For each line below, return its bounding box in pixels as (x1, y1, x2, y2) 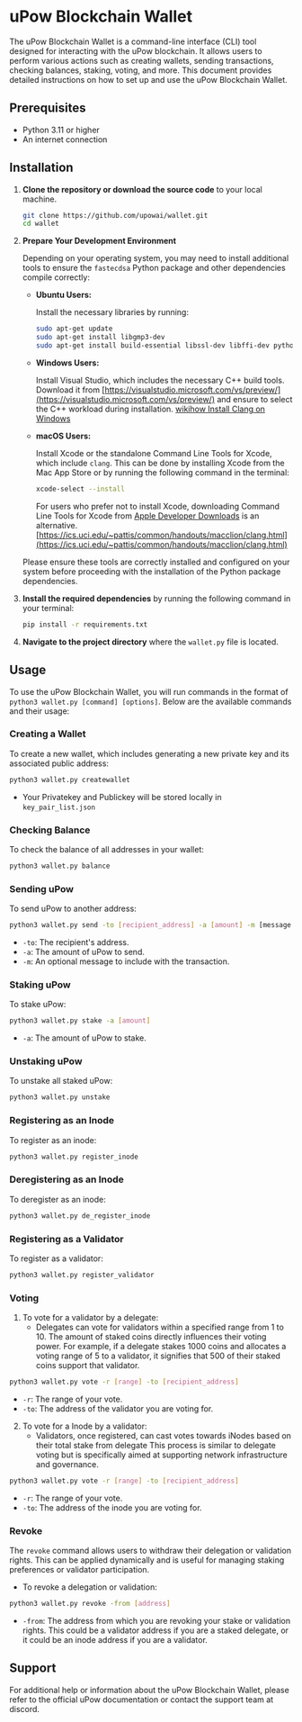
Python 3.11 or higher (22, 124, 101, 135)
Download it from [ (35, 384, 105, 395)
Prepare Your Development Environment (22, 236, 177, 247)
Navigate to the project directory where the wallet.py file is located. (22, 636, 279, 647)
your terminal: (22, 602, 75, 613)
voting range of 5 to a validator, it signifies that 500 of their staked (35, 1350, 281, 1361)
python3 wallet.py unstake (9, 1093, 111, 1102)
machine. (22, 194, 58, 204)
